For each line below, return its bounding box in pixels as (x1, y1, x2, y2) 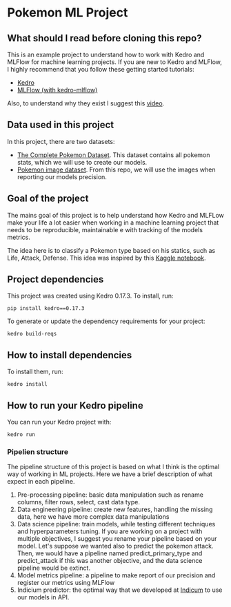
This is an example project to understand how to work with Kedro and (7, 50, 205, 59)
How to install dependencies (7, 349, 132, 361)
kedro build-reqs (7, 331, 57, 338)
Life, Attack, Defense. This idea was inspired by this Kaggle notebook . (7, 254, 206, 262)
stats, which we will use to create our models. (17, 158, 148, 166)
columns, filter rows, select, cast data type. (17, 498, 140, 506)
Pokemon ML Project (7, 5, 128, 21)
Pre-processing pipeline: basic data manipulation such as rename (17, 491, 203, 499)
